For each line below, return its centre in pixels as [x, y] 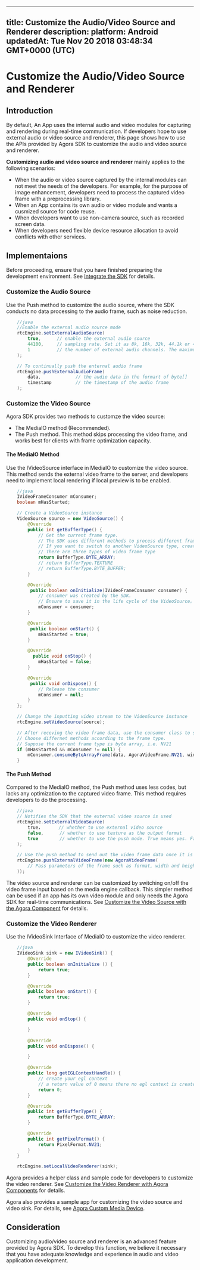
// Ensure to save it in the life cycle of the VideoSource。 [116, 602]
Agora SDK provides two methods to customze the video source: [86, 416]
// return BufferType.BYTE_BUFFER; [82, 568]
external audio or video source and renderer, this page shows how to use [96, 138]
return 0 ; [50, 1090]
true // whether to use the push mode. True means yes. [107, 838]
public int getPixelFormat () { [66, 1139]
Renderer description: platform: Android [82, 32]
